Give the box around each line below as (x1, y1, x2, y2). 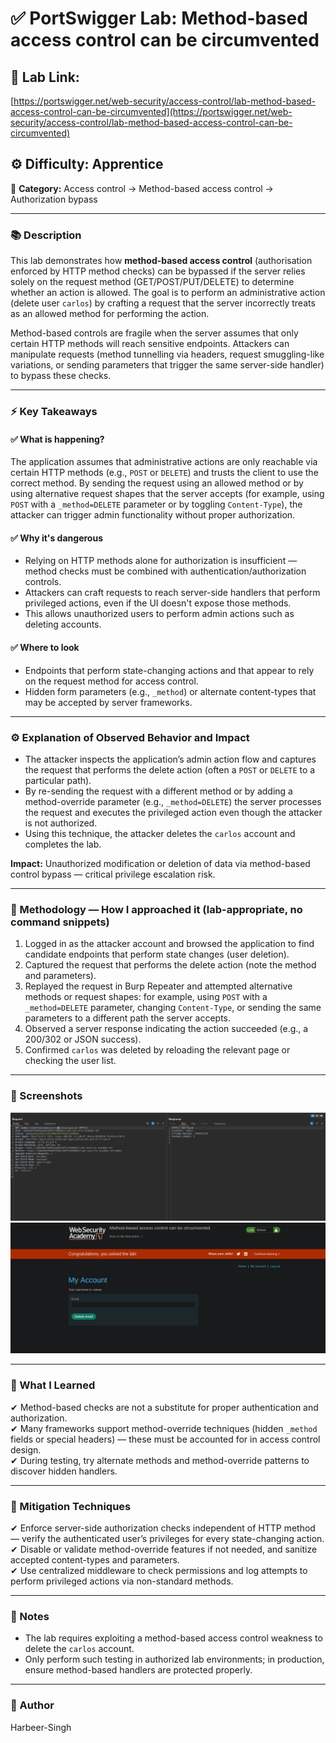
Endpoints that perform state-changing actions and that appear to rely (24, 664, 315, 676)
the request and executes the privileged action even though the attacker (24, 806, 323, 818)
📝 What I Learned (10, 1378, 96, 1392)
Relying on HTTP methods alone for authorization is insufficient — (24, 555, 298, 567)
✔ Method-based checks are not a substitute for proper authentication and (10, 1401, 319, 1413)
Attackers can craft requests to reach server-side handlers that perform (24, 587, 321, 599)
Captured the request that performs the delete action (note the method (24, 959, 317, 971)
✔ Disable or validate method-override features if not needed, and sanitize (10, 1543, 318, 1556)
